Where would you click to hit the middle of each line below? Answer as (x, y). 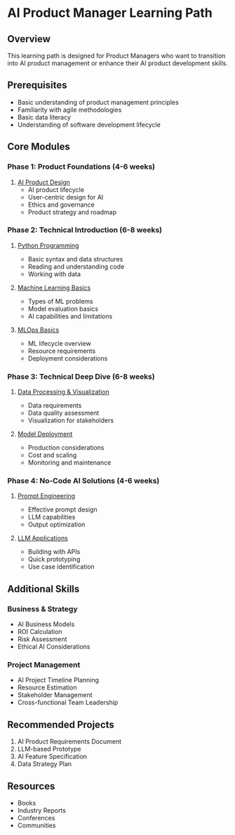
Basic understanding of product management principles (98, 102)
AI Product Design (43, 182)
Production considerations (66, 448)
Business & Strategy (42, 609)
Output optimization (56, 524)
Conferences (36, 818)
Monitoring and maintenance (69, 462)
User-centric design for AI (66, 197)
